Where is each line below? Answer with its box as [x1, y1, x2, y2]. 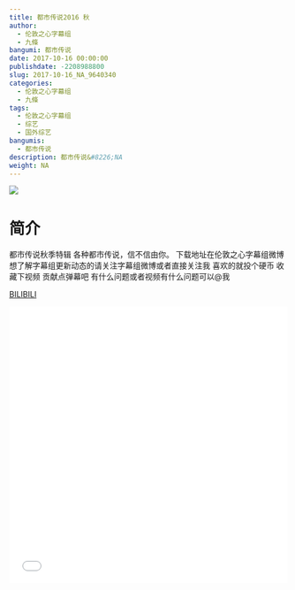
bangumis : [9, 136, 46, 145]
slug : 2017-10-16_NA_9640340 [9, 71, 117, 80]
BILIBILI [9, 289, 37, 300]
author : [9, 21, 38, 30]
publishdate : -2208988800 [9, 63, 104, 72]
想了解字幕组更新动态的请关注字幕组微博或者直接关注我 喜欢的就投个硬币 [9, 260, 275, 271]
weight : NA [9, 161, 49, 170]
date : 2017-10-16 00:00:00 [9, 54, 109, 63]
